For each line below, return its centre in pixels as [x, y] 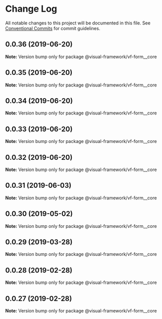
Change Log [31, 9]
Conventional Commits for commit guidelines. [53, 28]
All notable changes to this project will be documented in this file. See [78, 23]
